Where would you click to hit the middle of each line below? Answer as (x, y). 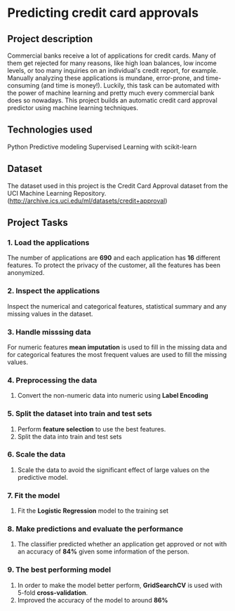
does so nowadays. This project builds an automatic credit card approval (112, 100)
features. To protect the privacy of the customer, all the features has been (114, 265)
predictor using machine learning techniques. (73, 108)
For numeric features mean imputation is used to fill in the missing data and (117, 347)
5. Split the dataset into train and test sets (80, 414)
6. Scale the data (36, 455)
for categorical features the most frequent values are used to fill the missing (117, 354)
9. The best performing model (59, 570)
